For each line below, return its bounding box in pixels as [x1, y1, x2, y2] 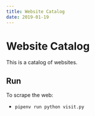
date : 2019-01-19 [6, 14, 49, 20]
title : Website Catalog [6, 8, 65, 15]
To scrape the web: [6, 92, 53, 99]
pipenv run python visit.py [14, 104, 84, 110]
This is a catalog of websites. [6, 59, 78, 66]
